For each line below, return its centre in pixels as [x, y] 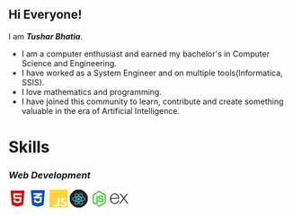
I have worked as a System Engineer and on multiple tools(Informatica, [152, 73]
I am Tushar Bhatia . [45, 36]
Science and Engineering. [69, 63]
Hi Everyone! [45, 15]
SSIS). [33, 82]
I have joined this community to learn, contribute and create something [152, 101]
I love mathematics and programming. [92, 91]
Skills [29, 147]
